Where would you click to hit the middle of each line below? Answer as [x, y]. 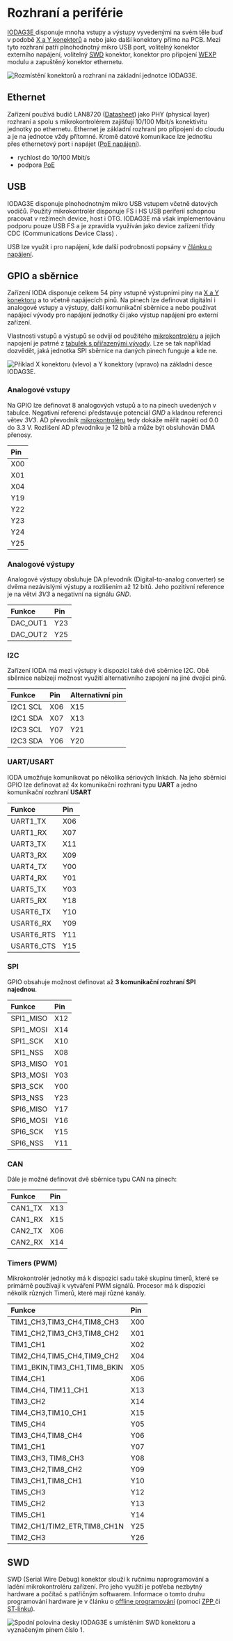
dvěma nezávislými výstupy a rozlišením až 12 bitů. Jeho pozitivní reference [116, 586]
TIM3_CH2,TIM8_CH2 [47, 1469]
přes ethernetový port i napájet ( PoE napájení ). [74, 144]
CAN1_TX [27, 1208]
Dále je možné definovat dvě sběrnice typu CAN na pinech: [92, 1179]
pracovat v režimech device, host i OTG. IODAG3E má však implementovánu [116, 218]
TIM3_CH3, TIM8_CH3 [48, 1458]
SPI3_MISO [29, 1064]
